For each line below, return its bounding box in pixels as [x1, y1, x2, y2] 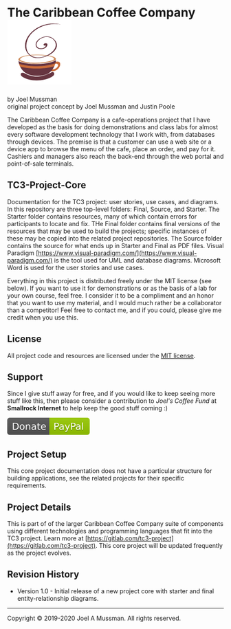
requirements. [7, 481, 47, 489]
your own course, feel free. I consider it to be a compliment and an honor [7, 291, 214, 300]
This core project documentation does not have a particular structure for [7, 467, 212, 475]
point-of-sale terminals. [7, 159, 74, 168]
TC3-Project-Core [7, 179, 87, 191]
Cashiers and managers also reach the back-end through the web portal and [7, 152, 224, 160]
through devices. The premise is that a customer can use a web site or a [7, 137, 212, 146]
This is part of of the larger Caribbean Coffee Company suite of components [7, 520, 223, 527]
